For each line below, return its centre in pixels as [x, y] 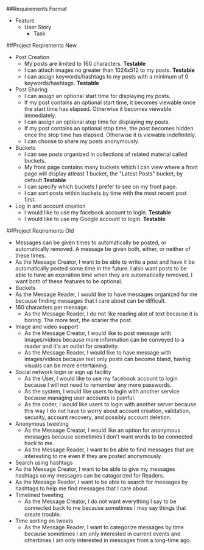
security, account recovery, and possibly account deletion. [98, 417]
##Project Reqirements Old [40, 231]
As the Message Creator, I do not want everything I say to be [100, 501]
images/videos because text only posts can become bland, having [107, 359]
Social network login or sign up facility [63, 372]
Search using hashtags [44, 463]
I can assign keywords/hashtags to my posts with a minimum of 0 [106, 76]
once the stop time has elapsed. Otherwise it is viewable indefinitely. [110, 135]
